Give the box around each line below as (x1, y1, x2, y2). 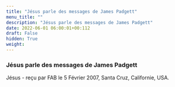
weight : (6, 42, 25, 48)
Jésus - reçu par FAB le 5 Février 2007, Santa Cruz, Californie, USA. (6, 74, 170, 81)
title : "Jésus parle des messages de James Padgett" (6, 8, 138, 15)
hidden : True (6, 36, 38, 42)
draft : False (6, 31, 38, 36)
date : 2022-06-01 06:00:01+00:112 (6, 25, 91, 31)
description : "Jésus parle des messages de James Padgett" (6, 19, 153, 25)
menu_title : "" (6, 14, 43, 20)
